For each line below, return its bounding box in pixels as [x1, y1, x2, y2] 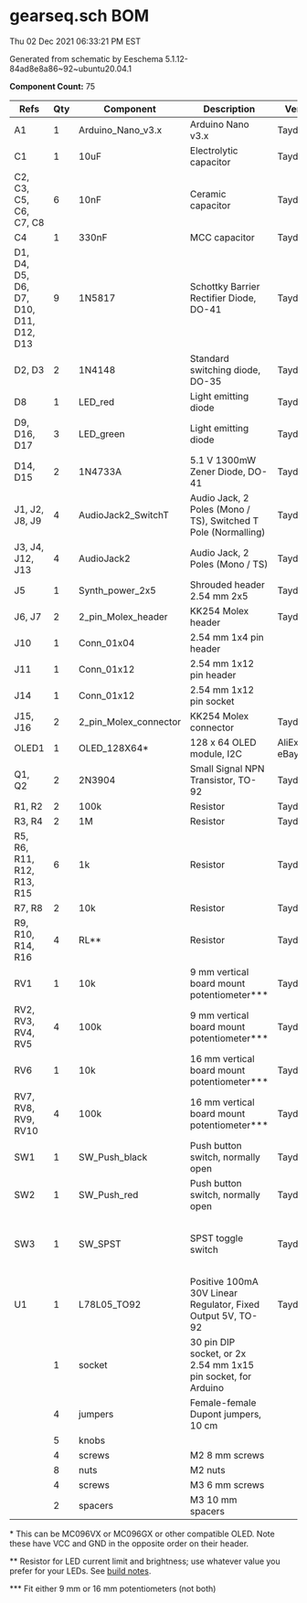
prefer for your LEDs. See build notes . [9, 1565, 152, 1576]
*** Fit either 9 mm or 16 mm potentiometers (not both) [9, 1583, 217, 1594]
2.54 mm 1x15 [190, 1358, 254, 1371]
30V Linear [190, 1286, 238, 1299]
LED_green [79, 427, 125, 440]
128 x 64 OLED [190, 736, 257, 748]
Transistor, [190, 773, 236, 786]
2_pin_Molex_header [79, 610, 168, 622]
